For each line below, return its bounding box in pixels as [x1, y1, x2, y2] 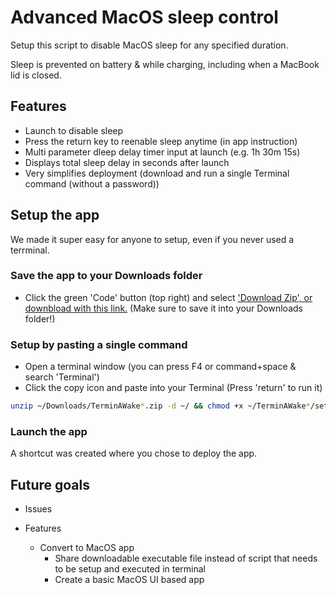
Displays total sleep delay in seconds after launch [24, 156, 230, 168]
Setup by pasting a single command [10, 337, 188, 351]
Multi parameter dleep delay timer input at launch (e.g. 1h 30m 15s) [24, 146, 301, 158]
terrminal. [10, 244, 50, 256]
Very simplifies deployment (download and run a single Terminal [24, 167, 290, 179]
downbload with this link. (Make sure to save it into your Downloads [24, 302, 303, 314]
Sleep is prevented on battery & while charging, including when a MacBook [10, 58, 320, 70]
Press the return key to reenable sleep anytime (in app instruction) [24, 135, 298, 147]
